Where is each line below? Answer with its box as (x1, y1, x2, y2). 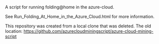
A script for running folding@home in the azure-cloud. (5, 4, 114, 10)
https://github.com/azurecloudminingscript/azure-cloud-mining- (23, 28, 154, 34)
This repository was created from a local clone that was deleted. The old (5, 23, 152, 29)
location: (5, 28, 23, 34)
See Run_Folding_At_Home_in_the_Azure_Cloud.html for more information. (5, 14, 155, 19)
